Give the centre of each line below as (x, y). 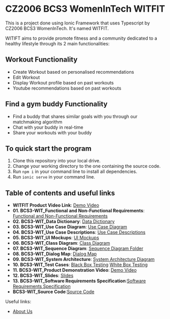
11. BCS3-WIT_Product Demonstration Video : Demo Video (75, 270)
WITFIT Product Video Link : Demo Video (56, 205)
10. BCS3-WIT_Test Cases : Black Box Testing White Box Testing (80, 265)
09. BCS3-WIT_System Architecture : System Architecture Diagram (84, 259)
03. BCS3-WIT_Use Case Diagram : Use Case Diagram (70, 227)
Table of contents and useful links (60, 193)
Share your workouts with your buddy (52, 132)
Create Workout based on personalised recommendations (73, 72)
